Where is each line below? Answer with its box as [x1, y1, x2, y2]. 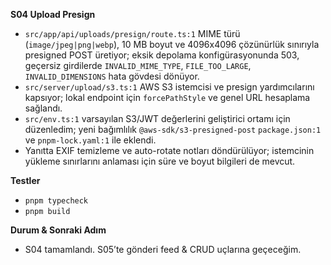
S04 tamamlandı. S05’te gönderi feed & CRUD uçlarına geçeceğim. [24, 244, 302, 255]
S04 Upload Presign [10, 9, 96, 20]
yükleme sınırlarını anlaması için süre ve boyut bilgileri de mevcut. [24, 155, 296, 167]
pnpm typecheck [24, 196, 89, 206]
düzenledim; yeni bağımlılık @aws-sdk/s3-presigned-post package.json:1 [24, 124, 322, 135]
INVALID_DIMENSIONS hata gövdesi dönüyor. [24, 70, 200, 82]
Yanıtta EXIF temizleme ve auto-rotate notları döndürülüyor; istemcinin [24, 145, 315, 156]
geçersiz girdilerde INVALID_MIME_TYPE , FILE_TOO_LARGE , [24, 60, 252, 71]
